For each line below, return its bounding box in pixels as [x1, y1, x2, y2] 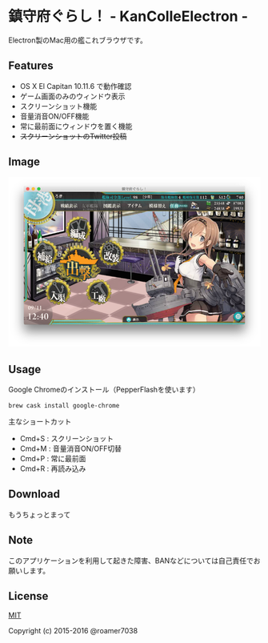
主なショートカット [8, 416, 72, 426]
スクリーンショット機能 [19, 101, 98, 111]
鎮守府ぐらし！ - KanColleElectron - [8, 7, 248, 26]
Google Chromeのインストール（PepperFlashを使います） [8, 384, 200, 394]
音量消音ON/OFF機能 [19, 111, 90, 121]
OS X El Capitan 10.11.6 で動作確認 [19, 81, 132, 90]
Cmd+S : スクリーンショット [19, 433, 114, 443]
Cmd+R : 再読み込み [19, 464, 86, 473]
